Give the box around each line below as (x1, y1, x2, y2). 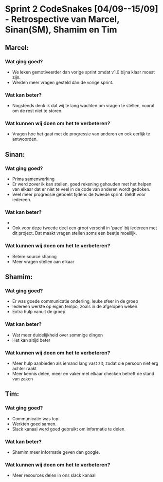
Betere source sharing (12, 253, 57, 259)
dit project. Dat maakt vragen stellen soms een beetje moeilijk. (12, 230, 137, 236)
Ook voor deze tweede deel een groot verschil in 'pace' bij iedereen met (12, 225, 157, 231)
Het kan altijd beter (12, 337, 51, 343)
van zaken (12, 376, 33, 382)
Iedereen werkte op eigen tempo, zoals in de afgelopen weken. (12, 303, 139, 310)
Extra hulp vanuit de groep (12, 309, 66, 315)
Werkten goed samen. (12, 421, 57, 426)
